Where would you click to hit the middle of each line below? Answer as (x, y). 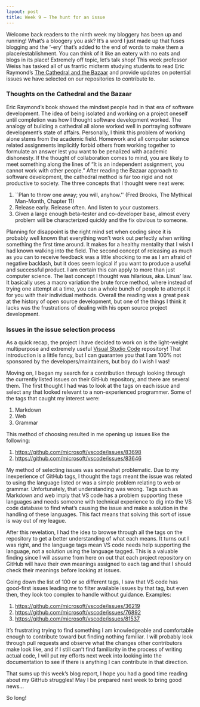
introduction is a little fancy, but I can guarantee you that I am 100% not (94, 355)
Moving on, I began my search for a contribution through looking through (96, 373)
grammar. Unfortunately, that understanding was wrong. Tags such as (92, 489)
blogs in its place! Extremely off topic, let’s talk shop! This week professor (97, 60)
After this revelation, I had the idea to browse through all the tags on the (95, 532)
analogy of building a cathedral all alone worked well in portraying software (99, 126)
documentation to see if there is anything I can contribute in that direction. (97, 662)
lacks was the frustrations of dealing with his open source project (87, 307)
